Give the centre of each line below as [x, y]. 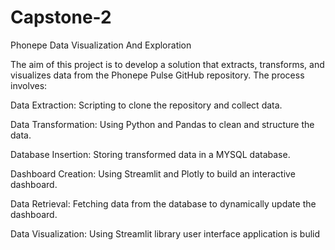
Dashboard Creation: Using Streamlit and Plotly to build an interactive [153, 173]
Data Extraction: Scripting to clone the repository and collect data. [146, 105]
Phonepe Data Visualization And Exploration [101, 45]
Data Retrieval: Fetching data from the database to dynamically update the [163, 203]
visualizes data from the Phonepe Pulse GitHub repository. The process [157, 75]
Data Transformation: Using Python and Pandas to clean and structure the [162, 124]
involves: [29, 85]
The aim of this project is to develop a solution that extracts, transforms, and [167, 64]
